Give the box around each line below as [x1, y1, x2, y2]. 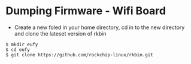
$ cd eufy [5, 46, 31, 53]
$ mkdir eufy [5, 41, 38, 47]
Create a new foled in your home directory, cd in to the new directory [14, 24, 185, 31]
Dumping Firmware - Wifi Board [5, 4, 166, 18]
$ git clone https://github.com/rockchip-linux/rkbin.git [5, 52, 153, 57]
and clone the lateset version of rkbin [14, 30, 107, 37]
